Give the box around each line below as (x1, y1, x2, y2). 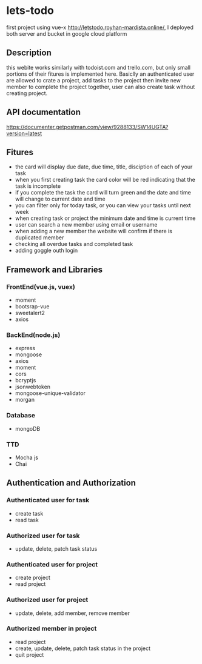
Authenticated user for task (6, 496, 90, 505)
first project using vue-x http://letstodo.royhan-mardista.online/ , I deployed (6, 24, 194, 31)
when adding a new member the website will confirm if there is (15, 228, 173, 235)
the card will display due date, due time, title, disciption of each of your (15, 163, 193, 170)
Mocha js (15, 454, 38, 461)
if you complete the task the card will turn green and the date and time (15, 189, 191, 196)
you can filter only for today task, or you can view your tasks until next (15, 202, 191, 209)
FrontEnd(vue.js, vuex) (6, 282, 76, 291)
